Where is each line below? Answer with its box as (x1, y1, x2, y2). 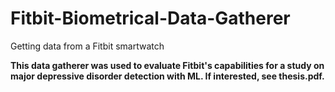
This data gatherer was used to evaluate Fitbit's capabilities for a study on (10, 59, 325, 71)
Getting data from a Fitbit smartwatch (10, 40, 165, 52)
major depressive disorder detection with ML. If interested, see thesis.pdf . (10, 70, 325, 82)
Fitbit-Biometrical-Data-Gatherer (10, 7, 291, 30)
